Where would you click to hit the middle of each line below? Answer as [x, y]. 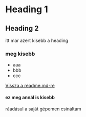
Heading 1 [27, 9]
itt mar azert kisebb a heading [37, 40]
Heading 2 [22, 28]
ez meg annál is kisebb [30, 97]
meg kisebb [20, 54]
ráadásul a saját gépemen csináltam [43, 109]
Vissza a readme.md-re [30, 86]
